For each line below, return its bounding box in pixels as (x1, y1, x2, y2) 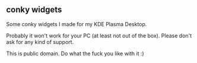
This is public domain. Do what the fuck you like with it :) (6, 50, 144, 57)
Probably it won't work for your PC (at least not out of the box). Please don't (6, 32, 192, 39)
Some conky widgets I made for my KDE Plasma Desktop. (6, 20, 147, 27)
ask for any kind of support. (6, 38, 74, 45)
